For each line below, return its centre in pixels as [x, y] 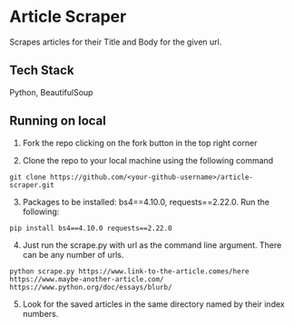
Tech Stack [42, 70]
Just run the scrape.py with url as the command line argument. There [152, 245]
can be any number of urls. [73, 254]
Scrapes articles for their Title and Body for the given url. [116, 42]
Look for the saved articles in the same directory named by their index [153, 304]
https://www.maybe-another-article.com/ [87, 279]
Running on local [58, 121]
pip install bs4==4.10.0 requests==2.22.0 [91, 228]
